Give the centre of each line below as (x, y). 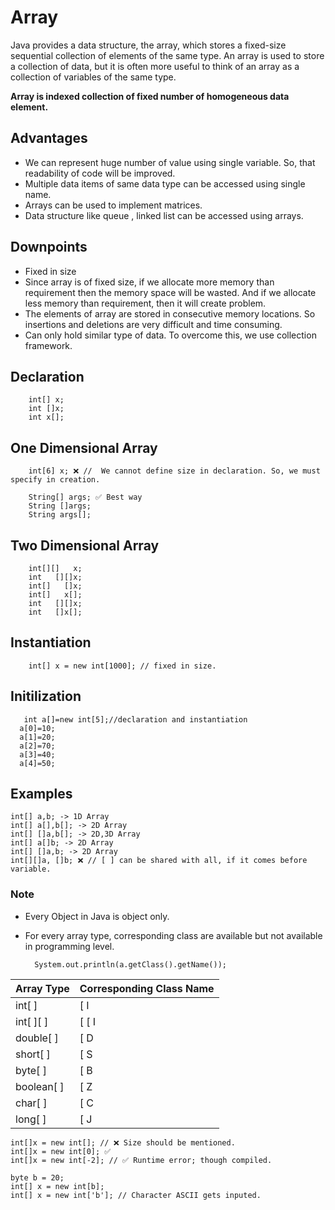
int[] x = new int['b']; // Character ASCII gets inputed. (136, 1195)
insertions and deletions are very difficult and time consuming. (153, 324)
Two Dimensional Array (85, 545)
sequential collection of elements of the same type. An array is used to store (167, 55)
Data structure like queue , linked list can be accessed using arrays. (164, 215)
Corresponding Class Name (147, 988)
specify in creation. (55, 480)
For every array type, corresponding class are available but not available (173, 935)
